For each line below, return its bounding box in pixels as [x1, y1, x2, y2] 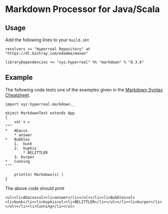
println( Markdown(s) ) [14, 172, 64, 177]
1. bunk [14, 141, 32, 146]
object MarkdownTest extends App [5, 111, 75, 116]
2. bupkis [14, 146, 37, 151]
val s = [14, 119, 30, 124]
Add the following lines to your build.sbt [5, 37, 89, 43]
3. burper [14, 154, 35, 159]
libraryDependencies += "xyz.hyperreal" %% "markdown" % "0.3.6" [5, 60, 144, 65]
